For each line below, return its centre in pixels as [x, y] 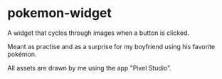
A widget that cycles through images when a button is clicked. [99, 33]
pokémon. [22, 54]
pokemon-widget [60, 13]
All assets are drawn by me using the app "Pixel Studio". [90, 68]
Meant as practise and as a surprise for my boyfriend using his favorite [111, 46]
